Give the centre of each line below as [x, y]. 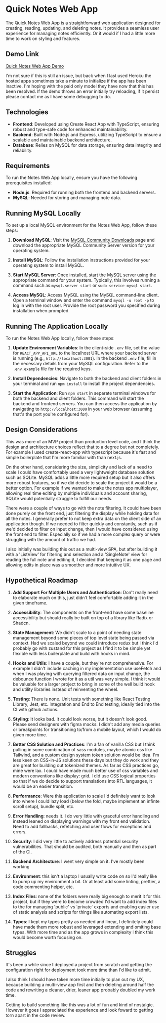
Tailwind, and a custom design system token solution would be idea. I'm [86, 755]
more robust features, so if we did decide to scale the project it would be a [82, 482]
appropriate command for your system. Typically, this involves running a [86, 280]
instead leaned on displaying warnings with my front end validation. [82, 821]
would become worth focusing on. [48, 937]
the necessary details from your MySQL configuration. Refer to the [81, 363]
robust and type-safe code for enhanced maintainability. [70, 129]
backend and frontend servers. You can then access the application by [85, 404]
